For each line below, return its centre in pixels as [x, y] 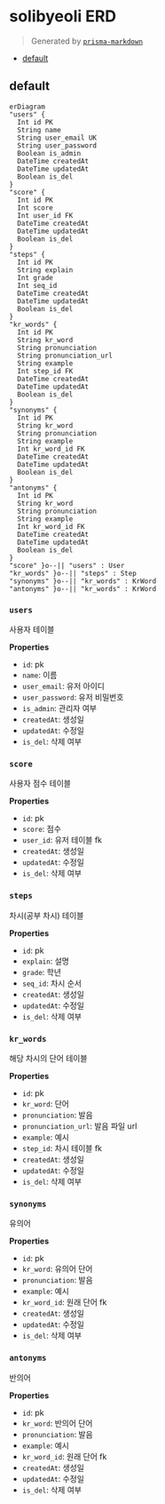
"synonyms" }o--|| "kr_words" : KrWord [83, 581]
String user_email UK [57, 138]
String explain [45, 270]
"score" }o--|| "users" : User [67, 565]
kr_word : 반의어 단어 [57, 1423]
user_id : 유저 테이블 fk [62, 840]
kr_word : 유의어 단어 [57, 1269]
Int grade [35, 277]
